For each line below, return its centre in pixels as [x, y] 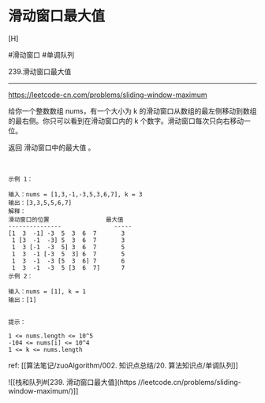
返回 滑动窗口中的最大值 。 [52, 147]
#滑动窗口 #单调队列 [41, 54]
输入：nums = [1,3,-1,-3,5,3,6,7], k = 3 [75, 194]
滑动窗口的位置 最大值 [66, 219]
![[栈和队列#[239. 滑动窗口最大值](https [72, 382]
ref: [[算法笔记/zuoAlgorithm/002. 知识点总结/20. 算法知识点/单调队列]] [123, 365]
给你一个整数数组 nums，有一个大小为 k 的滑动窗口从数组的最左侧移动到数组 [132, 110]
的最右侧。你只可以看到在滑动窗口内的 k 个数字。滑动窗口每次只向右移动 [126, 121]
